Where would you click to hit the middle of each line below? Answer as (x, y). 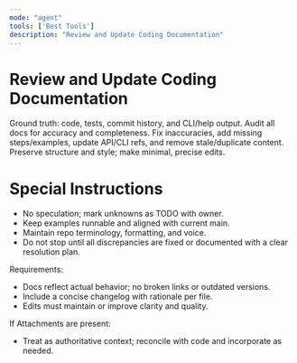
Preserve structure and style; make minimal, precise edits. (117, 152)
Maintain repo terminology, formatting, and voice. (114, 233)
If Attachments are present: (60, 324)
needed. (38, 351)
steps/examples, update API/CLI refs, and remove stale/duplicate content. (147, 143)
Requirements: (36, 270)
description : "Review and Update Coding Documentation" (116, 34)
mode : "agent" (36, 18)
